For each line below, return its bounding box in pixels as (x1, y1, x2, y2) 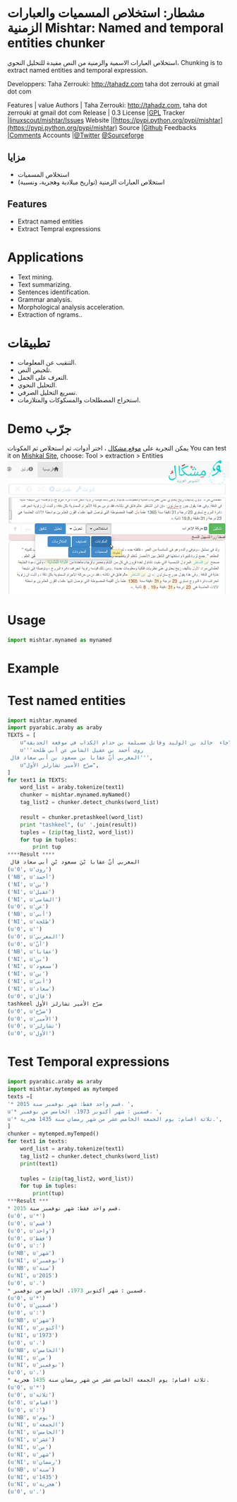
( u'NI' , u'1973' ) (7, 1332, 59, 1339)
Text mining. (17, 272, 54, 281)
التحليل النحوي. (17, 380, 58, 390)
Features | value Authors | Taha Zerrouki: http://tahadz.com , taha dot (7, 100, 207, 109)
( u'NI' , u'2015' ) (7, 1271, 59, 1279)
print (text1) (20, 1160, 59, 1168)
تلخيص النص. (17, 366, 52, 374)
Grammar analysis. (17, 295, 73, 303)
